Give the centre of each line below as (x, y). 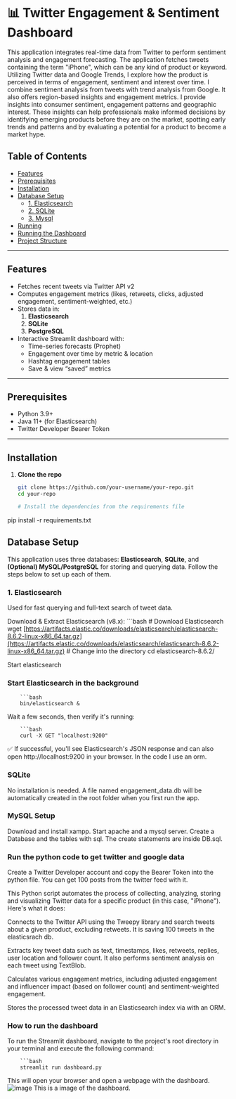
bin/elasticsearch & (50, 704)
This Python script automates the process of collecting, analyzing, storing (114, 894)
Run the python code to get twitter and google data (96, 856)
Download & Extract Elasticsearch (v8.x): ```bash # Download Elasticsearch (116, 621)
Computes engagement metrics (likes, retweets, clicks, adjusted (110, 294)
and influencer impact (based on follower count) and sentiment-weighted (113, 986)
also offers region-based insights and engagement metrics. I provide (106, 97)
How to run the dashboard (53, 1026)
